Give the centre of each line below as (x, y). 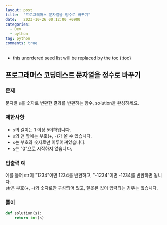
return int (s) (29, 218)
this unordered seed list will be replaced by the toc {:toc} (72, 58)
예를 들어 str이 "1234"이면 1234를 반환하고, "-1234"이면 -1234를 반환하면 (79, 175)
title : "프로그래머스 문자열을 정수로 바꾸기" (48, 15)
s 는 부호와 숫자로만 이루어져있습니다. (49, 142)
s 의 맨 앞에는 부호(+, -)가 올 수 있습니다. (52, 136)
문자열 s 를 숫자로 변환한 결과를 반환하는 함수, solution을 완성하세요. (72, 103)
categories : (18, 24)
